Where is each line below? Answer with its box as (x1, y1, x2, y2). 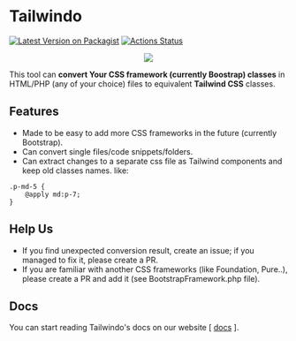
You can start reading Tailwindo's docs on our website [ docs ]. (9, 322, 239, 333)
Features (9, 104, 59, 119)
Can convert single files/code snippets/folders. (21, 146, 194, 156)
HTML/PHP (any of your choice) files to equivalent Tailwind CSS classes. (9, 78, 276, 89)
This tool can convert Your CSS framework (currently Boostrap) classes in (9, 69, 285, 80)
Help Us (9, 222, 54, 237)
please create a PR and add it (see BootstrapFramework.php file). (21, 273, 261, 284)
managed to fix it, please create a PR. (21, 254, 159, 265)
